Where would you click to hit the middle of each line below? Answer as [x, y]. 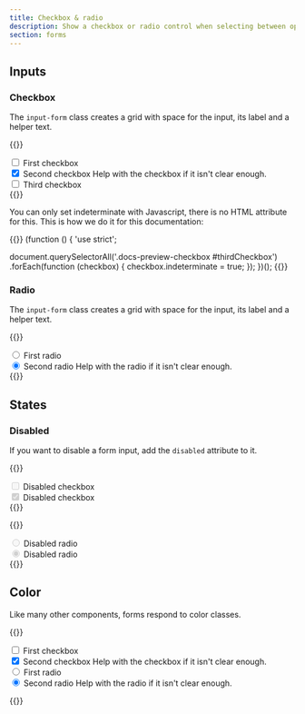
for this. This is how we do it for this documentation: [107, 222]
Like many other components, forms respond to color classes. [125, 614]
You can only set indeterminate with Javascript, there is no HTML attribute [148, 212]
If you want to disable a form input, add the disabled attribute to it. [133, 451]
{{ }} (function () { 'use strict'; [64, 239]
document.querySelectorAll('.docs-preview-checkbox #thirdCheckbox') [144, 257]
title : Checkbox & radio [56, 18]
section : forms [38, 35]
